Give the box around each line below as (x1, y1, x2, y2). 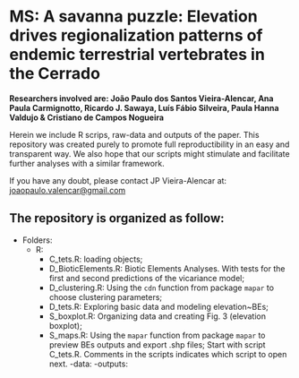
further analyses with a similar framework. (9, 158, 166, 168)
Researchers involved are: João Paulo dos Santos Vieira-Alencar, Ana (9, 92, 274, 104)
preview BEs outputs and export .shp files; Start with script (48, 339, 266, 350)
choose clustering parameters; (48, 291, 163, 302)
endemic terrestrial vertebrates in (9, 45, 266, 64)
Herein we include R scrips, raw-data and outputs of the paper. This (9, 129, 260, 140)
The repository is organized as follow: (9, 210, 225, 226)
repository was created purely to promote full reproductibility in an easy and (9, 139, 290, 150)
